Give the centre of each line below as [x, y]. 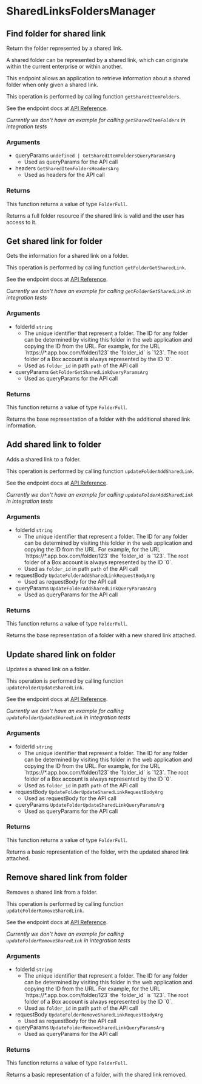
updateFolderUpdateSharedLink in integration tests [68, 717]
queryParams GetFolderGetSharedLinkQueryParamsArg [82, 371]
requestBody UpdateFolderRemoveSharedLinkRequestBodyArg [89, 1014]
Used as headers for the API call [64, 175]
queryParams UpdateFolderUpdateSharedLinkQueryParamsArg [90, 804]
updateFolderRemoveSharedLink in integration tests [68, 940]
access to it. [22, 222]
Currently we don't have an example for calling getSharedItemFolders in [96, 120]
